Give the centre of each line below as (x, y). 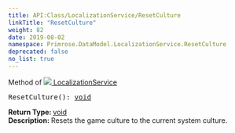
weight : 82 (26, 30)
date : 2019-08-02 (37, 37)
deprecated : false (38, 52)
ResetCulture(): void (50, 97)
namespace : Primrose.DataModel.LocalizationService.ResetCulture (117, 45)
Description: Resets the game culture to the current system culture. (118, 120)
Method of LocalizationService (63, 82)
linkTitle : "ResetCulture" (52, 23)
